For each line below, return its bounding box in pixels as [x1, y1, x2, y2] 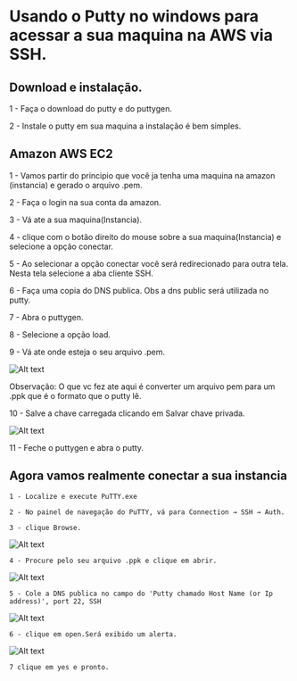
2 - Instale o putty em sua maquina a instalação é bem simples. [9, 120, 242, 131]
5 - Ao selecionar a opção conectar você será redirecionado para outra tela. [9, 258, 289, 269]
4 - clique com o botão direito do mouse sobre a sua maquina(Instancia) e [9, 231, 282, 242]
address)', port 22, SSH [9, 596, 102, 606]
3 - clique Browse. [9, 523, 82, 532]
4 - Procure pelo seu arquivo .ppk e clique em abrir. [9, 556, 218, 565]
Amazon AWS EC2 [9, 146, 113, 162]
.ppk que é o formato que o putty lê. [9, 390, 142, 401]
